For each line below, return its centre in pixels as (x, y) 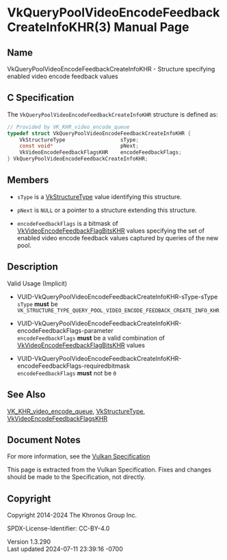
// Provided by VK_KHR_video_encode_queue (68, 127)
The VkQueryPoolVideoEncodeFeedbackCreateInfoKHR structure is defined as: (112, 114)
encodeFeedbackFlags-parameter (65, 330)
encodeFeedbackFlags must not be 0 (67, 373)
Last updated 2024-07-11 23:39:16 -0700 (65, 549)
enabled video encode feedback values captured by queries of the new (118, 237)
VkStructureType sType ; (79, 140)
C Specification (41, 98)
